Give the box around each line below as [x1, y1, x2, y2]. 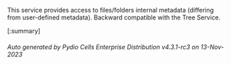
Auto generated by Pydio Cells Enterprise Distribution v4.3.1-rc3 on [7, 42, 200, 51]
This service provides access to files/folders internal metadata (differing [7, 6, 214, 14]
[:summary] [7, 27, 40, 35]
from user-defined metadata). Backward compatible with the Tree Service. [7, 13, 221, 22]
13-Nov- [200, 42, 224, 51]
